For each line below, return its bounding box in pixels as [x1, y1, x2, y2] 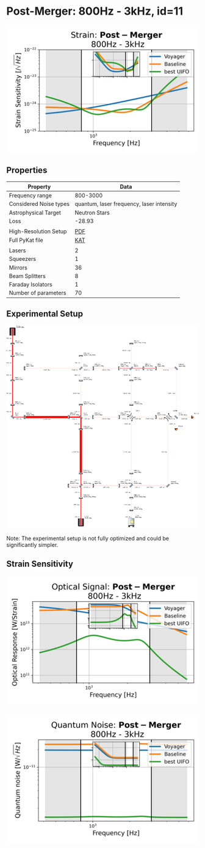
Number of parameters [9, 289, 67, 297]
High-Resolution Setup [9, 228, 67, 235]
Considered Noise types [9, 200, 70, 208]
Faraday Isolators [9, 281, 53, 288]
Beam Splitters [9, 272, 46, 279]
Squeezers [9, 255, 37, 263]
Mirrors [9, 264, 27, 271]
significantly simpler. [6, 541, 59, 548]
